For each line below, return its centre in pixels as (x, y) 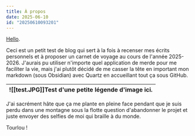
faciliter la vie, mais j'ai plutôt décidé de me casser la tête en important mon (97, 69)
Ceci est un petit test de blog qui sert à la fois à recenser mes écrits (88, 50)
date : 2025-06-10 (27, 17)
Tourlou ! (17, 128)
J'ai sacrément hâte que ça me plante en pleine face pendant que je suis (94, 104)
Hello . (13, 39)
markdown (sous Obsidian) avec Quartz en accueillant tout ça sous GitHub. (97, 75)
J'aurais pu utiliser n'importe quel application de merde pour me (99, 63)
